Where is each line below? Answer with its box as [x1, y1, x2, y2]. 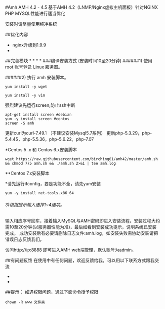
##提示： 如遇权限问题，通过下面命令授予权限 [5, 289, 99, 295]
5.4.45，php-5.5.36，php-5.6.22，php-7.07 [5, 136, 94, 142]
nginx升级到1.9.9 [12, 42, 46, 48]
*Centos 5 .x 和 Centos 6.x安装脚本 [5, 147, 78, 152]
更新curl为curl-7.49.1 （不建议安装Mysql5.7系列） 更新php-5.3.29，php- [5, 130, 152, 136]
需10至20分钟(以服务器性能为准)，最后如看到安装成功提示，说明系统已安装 [5, 224, 157, 230]
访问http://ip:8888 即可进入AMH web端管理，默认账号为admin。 [5, 247, 136, 253]
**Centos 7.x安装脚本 [5, 170, 49, 176]
